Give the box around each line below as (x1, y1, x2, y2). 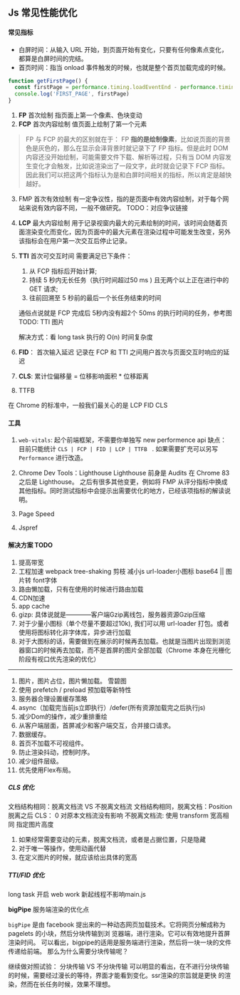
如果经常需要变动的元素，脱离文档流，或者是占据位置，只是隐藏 (18, 835, 206, 844)
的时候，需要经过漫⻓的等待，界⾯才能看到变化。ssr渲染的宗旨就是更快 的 (8, 971, 225, 980)
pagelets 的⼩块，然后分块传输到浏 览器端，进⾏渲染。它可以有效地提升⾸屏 (8, 929, 231, 938)
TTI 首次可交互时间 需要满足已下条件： (18, 252, 132, 260)
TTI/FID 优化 (8, 871, 45, 880)
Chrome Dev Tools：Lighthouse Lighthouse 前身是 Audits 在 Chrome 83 (18, 469, 230, 478)
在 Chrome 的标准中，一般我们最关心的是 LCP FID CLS (8, 401, 168, 410)
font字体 (32, 576, 58, 584)
